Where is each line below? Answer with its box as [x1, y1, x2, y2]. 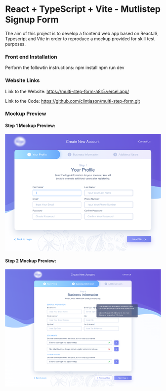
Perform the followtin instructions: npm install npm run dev [5, 65, 124, 70]
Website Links [5, 77, 40, 84]
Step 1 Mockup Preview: [5, 123, 56, 129]
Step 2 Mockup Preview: [5, 258, 57, 264]
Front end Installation [5, 53, 58, 60]
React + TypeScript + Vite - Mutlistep [5, 3, 161, 15]
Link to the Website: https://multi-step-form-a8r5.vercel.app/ [5, 88, 129, 94]
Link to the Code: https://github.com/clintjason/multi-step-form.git [5, 98, 140, 104]
